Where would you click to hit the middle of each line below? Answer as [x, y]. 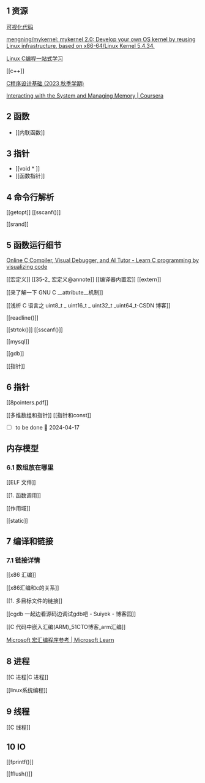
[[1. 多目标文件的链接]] [35, 601]
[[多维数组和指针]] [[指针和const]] [49, 415]
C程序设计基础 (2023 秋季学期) [45, 83]
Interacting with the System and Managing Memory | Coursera [85, 95]
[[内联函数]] [30, 132]
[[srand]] [17, 224]
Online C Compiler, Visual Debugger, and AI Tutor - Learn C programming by [103, 260]
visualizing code [27, 267]
